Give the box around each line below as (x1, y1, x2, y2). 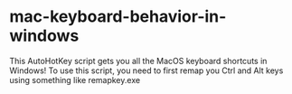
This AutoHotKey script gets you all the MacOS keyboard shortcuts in (9, 55, 268, 66)
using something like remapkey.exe (9, 74, 141, 85)
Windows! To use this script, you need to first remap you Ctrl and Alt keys (9, 65, 284, 76)
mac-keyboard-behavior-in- (9, 6, 227, 27)
